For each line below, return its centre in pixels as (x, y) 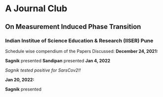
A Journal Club (36, 9)
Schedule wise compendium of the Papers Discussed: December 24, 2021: (82, 51)
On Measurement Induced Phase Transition (73, 27)
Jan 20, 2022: (20, 79)
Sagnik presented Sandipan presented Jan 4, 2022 (58, 61)
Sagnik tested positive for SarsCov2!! (43, 70)
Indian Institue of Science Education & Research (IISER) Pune (79, 41)
